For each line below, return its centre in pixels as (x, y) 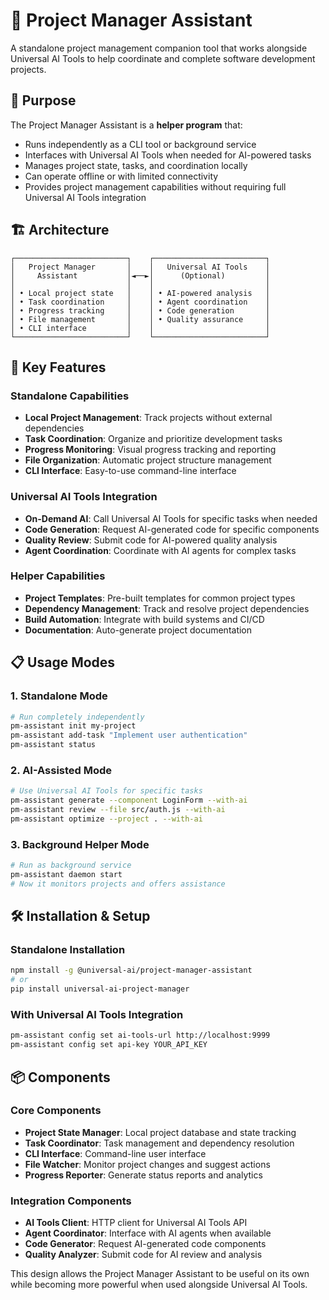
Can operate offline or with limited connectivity (121, 176)
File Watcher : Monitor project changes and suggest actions (147, 1164)
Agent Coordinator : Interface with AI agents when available (148, 1233)
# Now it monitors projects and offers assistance (118, 884)
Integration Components (71, 1201)
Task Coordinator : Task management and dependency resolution (159, 1143)
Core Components (56, 1111)
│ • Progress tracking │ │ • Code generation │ (140, 310)
